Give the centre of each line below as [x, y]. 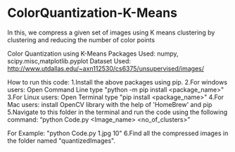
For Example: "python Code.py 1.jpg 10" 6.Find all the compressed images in [118, 133]
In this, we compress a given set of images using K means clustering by [111, 32]
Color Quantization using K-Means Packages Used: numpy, [93, 53]
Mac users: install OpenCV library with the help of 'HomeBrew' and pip [110, 104]
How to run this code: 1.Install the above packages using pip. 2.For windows [117, 82]
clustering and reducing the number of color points [81, 39]
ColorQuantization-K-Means [93, 13]
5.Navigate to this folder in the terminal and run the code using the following [118, 112]
